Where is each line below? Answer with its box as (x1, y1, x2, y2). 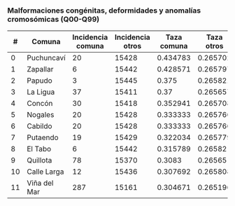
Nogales (27, 110, 55, 120)
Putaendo (27, 132, 59, 142)
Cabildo (27, 121, 52, 131)
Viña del (27, 178, 54, 188)
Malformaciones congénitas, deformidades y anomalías (7, 6, 201, 15)
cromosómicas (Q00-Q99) (7, 14, 100, 24)
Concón (27, 99, 53, 109)
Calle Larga (27, 167, 64, 177)
